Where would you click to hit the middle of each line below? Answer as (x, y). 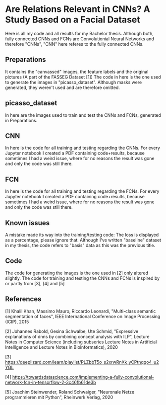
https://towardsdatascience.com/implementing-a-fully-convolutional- (83, 377)
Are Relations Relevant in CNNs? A (78, 9)
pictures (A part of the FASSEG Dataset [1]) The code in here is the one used (83, 77)
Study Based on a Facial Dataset (73, 20)
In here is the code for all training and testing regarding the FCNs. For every (82, 191)
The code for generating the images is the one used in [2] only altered (77, 273)
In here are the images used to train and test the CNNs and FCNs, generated (83, 115)
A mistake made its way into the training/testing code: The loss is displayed (82, 235)
